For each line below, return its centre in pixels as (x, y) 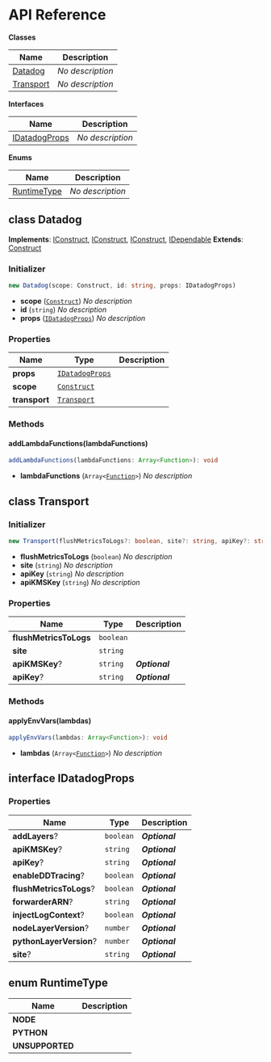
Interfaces (26, 103)
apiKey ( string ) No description (72, 573)
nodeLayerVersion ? (51, 928)
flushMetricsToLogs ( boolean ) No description (96, 556)
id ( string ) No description (63, 310)
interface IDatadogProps (71, 779)
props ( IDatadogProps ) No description (83, 318)
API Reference (57, 15)
